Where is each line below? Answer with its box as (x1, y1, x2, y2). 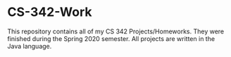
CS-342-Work (7, 4, 92, 20)
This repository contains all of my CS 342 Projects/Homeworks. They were (7, 27, 225, 35)
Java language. (7, 42, 52, 50)
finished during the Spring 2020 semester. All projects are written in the (7, 34, 216, 42)
